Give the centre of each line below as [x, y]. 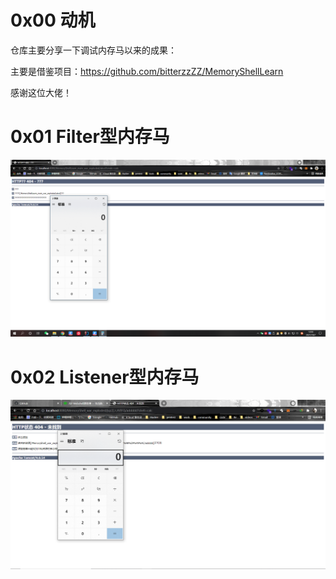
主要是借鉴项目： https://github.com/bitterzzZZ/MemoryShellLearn [147, 71]
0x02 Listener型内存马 [105, 377]
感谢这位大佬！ [41, 92]
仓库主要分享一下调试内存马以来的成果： [93, 50]
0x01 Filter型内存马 [90, 137]
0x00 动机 [53, 20]
